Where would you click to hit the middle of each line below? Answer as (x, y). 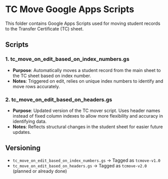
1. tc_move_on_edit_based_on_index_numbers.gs (68, 59)
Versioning (23, 148)
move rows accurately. (36, 86)
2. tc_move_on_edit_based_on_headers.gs (59, 99)
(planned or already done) (40, 171)
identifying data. (30, 121)
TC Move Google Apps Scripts (70, 9)
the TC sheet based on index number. (52, 76)
